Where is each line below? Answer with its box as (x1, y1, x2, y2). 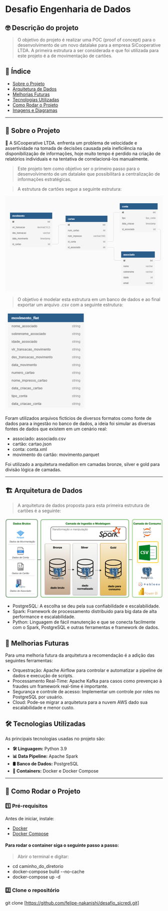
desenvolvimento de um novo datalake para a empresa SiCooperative (17, 42, 161, 48)
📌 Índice (5, 67, 31, 76)
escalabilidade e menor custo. (12, 704, 75, 710)
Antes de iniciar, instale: (5, 816, 54, 822)
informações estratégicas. (17, 176, 71, 182)
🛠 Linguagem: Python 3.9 (12, 745, 67, 751)
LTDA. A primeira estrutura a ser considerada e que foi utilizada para (17, 48, 159, 53)
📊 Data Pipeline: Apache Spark (12, 753, 78, 759)
